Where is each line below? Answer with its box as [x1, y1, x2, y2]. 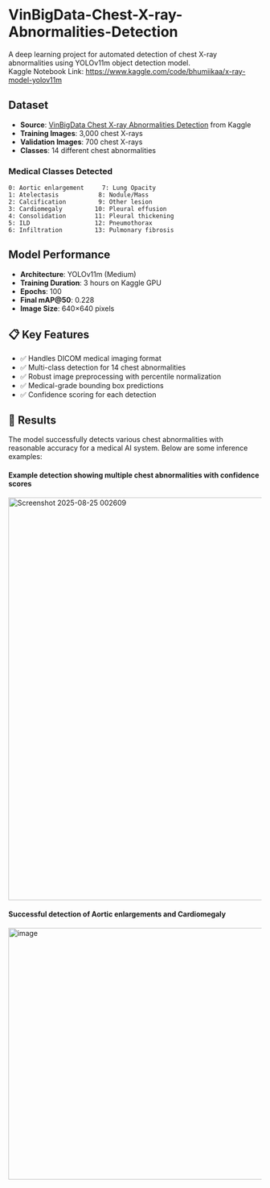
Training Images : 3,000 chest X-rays [19, 128, 143, 138]
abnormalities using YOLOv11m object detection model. [8, 58, 190, 68]
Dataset [8, 98, 49, 112]
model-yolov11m [8, 75, 63, 85]
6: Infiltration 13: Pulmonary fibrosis [8, 226, 174, 234]
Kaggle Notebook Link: [8, 66, 84, 76]
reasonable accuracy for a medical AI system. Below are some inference [8, 443, 248, 453]
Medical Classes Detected [8, 165, 113, 176]
